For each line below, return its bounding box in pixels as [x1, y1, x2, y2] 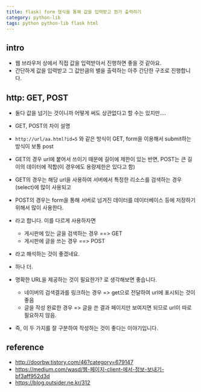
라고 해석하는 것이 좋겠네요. [14, 250, 80, 257]
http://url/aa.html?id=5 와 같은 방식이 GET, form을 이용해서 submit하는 [14, 135, 192, 142]
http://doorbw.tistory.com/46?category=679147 [14, 358, 134, 365]
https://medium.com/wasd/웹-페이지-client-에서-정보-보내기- [14, 365, 165, 373]
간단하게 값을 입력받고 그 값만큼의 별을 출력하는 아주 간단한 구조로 [14, 67, 170, 75]
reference [6, 342, 44, 353]
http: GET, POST [6, 92, 69, 103]
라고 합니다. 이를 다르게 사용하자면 [14, 217, 96, 224]
